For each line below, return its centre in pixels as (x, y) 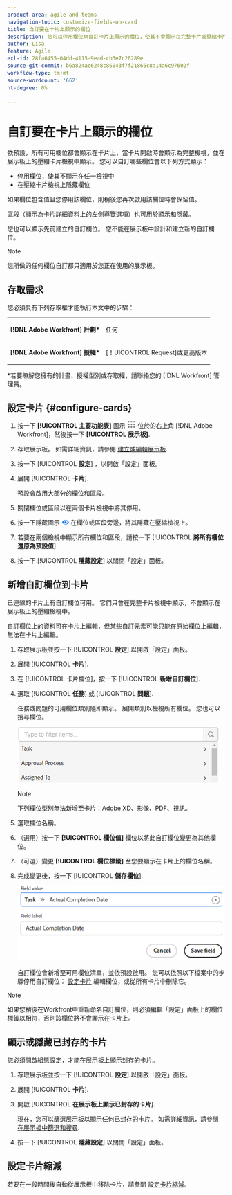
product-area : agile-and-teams (52, 15)
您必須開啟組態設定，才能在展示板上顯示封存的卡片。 (83, 1060)
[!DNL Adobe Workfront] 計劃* (55, 330)
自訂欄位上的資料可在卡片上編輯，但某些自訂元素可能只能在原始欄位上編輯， (116, 626)
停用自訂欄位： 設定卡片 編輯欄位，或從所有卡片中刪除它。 (107, 981)
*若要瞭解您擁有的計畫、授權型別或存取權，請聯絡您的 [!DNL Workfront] (109, 375)
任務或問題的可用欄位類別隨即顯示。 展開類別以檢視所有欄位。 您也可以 (119, 708)
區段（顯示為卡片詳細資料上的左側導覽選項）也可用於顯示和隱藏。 (101, 214)
